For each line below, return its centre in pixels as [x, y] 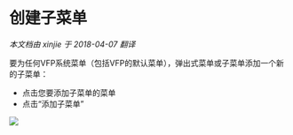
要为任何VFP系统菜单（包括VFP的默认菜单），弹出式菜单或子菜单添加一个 [143, 63]
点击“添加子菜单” [53, 103]
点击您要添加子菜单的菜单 [69, 93]
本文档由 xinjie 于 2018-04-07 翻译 [72, 44]
